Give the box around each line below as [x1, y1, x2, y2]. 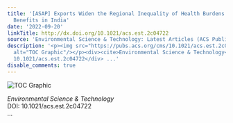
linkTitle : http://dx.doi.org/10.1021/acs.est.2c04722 [7, 29, 169, 37]
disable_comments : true [7, 62, 76, 69]
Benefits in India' [13, 17, 70, 24]
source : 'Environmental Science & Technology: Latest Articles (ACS [7, 36, 209, 43]
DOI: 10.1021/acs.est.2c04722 [7, 101, 92, 110]
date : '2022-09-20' [7, 23, 64, 30]
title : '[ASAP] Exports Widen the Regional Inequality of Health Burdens [7, 10, 225, 17]
